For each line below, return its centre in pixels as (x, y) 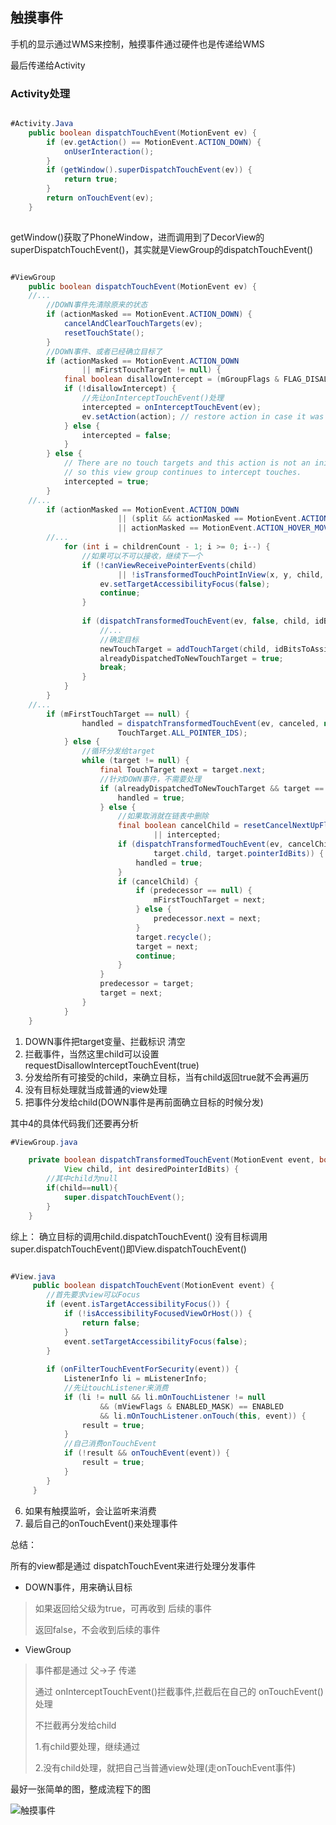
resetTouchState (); (104, 333)
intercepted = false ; (126, 435)
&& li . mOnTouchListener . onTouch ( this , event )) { (203, 1416)
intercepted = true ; (106, 481)
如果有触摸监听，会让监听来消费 (90, 1510)
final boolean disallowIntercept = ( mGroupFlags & (171, 379)
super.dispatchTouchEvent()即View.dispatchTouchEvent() (128, 1249)
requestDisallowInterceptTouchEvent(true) (112, 1065)
